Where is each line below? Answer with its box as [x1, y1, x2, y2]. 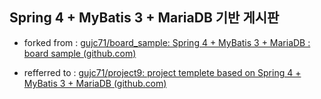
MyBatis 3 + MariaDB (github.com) [23, 77, 167, 89]
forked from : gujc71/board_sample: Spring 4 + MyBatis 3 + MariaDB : [23, 36, 311, 48]
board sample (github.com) [23, 47, 137, 59]
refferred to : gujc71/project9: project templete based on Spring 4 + [23, 66, 302, 78]
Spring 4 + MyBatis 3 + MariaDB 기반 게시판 [9, 9, 280, 27]
